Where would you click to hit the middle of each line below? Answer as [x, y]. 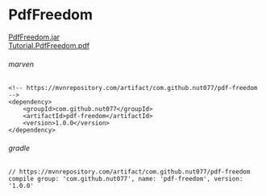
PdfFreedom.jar [34, 37]
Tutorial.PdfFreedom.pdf [49, 45]
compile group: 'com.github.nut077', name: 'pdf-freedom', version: [126, 179]
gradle [19, 148]
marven [21, 64]
